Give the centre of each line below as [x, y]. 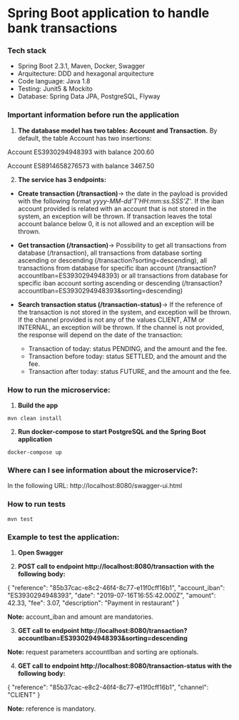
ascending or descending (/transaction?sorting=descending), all [112, 260]
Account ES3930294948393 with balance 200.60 [81, 152]
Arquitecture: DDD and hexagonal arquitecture [86, 73]
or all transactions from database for [174, 275]
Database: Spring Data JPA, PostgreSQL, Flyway [89, 96]
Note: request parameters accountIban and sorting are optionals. [103, 651]
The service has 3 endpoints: [62, 179]
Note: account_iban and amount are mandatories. [80, 617]
